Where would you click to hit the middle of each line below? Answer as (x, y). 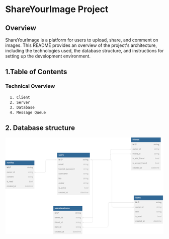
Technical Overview (30, 86)
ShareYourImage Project (57, 9)
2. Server (20, 102)
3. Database (22, 107)
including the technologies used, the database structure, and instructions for (84, 51)
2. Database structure (40, 128)
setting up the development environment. (48, 56)
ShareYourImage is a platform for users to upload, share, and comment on (82, 40)
